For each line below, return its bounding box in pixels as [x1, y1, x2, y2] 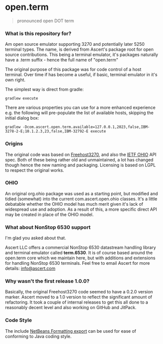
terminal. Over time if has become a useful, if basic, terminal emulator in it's [5, 72, 158, 78]
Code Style [5, 317, 32, 324]
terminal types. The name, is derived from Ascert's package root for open [5, 46, 154, 53]
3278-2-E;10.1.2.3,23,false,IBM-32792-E [5, 129, 89, 134]
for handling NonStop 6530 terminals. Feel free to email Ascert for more [5, 260, 150, 266]
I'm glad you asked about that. [5, 235, 66, 241]
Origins [5, 140, 23, 147]
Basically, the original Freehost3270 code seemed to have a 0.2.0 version [5, 289, 153, 295]
